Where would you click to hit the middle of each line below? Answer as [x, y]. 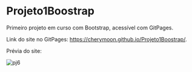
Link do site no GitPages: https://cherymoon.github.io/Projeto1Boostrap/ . [97, 39]
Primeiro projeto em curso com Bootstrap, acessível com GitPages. [90, 28]
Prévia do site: [24, 51]
